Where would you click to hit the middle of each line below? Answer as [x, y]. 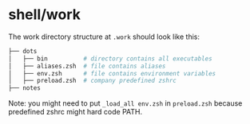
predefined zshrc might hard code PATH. [75, 112]
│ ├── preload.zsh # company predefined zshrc [93, 81]
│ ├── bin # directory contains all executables [111, 58]
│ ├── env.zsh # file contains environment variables [112, 73]
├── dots [23, 51]
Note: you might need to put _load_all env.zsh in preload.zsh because [125, 103]
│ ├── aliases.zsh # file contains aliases [87, 66]
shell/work [45, 15]
